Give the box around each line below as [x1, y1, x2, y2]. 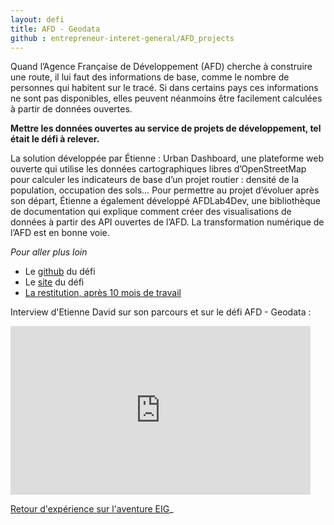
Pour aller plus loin [10, 246, 88, 258]
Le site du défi [24, 276, 85, 288]
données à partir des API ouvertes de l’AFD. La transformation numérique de [10, 216, 325, 228]
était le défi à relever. [10, 133, 100, 145]
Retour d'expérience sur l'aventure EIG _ [10, 503, 174, 515]
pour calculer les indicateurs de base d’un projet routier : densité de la [10, 174, 300, 186]
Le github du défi [24, 266, 96, 278]
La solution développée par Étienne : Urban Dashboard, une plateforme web [10, 152, 324, 165]
